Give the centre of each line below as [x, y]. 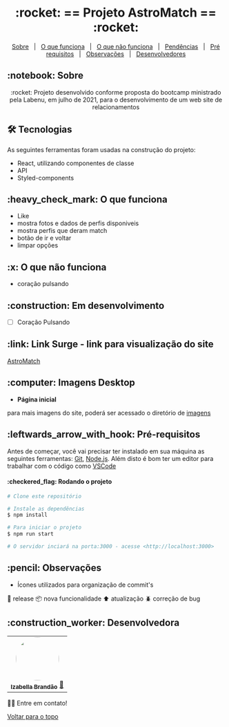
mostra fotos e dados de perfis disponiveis [78, 223]
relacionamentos [116, 107]
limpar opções [38, 245]
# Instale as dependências [46, 509]
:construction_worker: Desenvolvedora [93, 623]
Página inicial [37, 399]
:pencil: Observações [54, 568]
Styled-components [46, 178]
